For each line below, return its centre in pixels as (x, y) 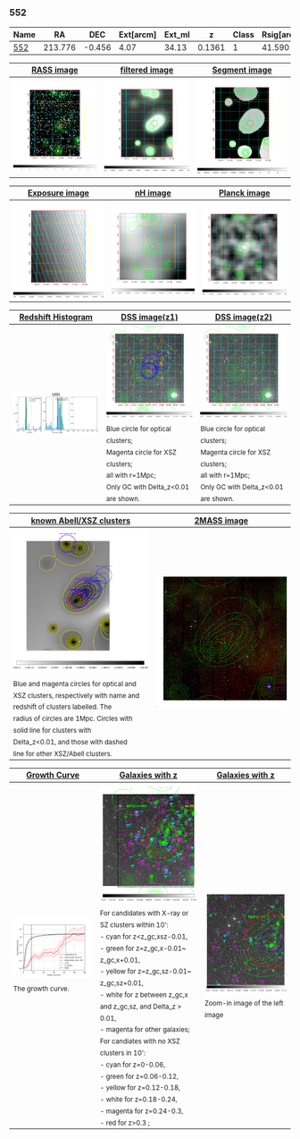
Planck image (244, 193)
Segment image (242, 70)
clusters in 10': (122, 1053)
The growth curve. (41, 989)
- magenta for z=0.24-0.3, (142, 1111)
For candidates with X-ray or (144, 914)
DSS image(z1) (150, 317)
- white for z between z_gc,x (144, 995)
